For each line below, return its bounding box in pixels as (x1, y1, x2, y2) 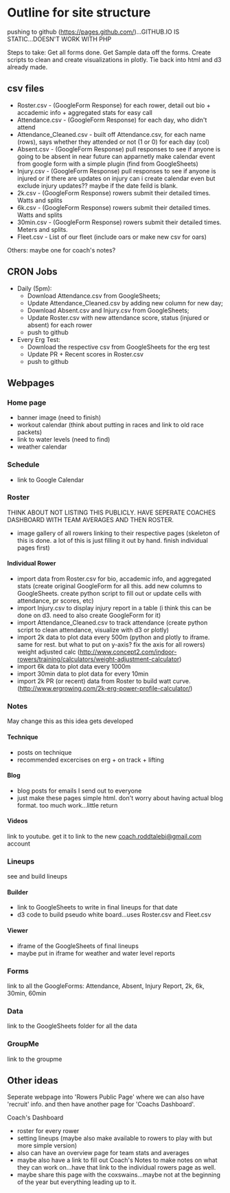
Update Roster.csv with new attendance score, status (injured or (27, 313, 209, 321)
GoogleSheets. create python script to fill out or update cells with (16, 590, 202, 598)
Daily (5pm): (16, 284, 52, 292)
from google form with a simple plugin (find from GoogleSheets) (16, 160, 199, 168)
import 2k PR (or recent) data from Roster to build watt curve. (16, 677, 191, 685)
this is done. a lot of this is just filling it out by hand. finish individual (16, 536, 208, 544)
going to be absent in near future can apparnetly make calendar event (16, 152, 216, 160)
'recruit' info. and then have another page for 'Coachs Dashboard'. (7, 1100, 196, 1108)
